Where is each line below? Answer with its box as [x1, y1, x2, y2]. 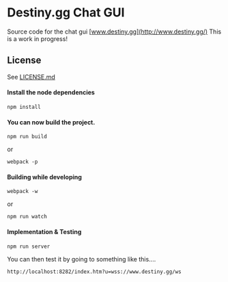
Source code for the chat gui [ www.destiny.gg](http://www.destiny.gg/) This [7, 27, 222, 36]
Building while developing [7, 172, 82, 181]
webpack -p [7, 159, 38, 166]
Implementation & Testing [7, 227, 82, 235]
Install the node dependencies [7, 88, 96, 97]
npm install [7, 103, 41, 110]
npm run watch [7, 214, 48, 220]
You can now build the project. [7, 118, 96, 126]
